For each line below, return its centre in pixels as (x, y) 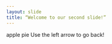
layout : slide (24, 12)
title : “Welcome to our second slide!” (56, 17)
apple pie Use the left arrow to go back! (55, 34)
